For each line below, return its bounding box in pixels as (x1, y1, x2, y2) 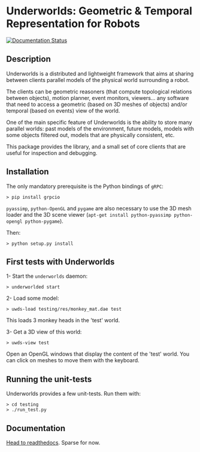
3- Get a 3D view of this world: (6, 328, 82, 336)
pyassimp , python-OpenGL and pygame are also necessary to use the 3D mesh (6, 205, 192, 212)
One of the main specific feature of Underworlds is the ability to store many (6, 119, 193, 126)
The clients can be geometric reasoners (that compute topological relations (6, 88, 192, 95)
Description (6, 54, 51, 64)
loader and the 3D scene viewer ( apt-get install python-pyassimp (6, 211, 172, 218)
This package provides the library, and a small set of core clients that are (6, 142, 186, 150)
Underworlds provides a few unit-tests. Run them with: (6, 390, 141, 398)
